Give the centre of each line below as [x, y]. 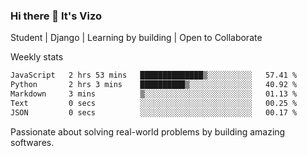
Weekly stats [37, 57]
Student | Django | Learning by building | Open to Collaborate [136, 38]
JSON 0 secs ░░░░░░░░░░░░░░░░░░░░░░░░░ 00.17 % [154, 112]
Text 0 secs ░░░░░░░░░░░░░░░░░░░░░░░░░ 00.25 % [154, 103]
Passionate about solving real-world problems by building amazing [148, 131]
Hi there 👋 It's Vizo [56, 16]
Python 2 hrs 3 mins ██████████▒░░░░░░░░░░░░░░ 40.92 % [154, 85]
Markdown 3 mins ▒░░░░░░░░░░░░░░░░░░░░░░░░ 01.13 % [154, 94]
